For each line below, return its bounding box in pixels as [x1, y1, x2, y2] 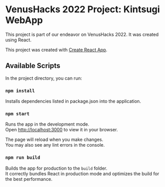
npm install [5, 88, 35, 93]
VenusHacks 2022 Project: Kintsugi [5, 4, 160, 15]
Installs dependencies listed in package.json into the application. [5, 98, 142, 104]
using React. [5, 37, 32, 43]
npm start [5, 111, 30, 116]
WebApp [5, 14, 43, 26]
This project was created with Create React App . [5, 46, 108, 53]
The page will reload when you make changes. [5, 136, 104, 143]
